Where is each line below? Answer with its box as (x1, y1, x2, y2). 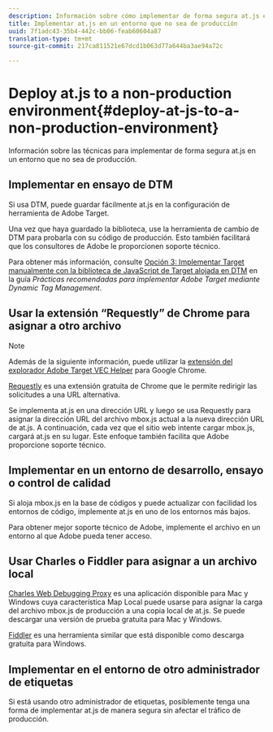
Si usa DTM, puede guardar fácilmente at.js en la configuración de (8, 199, 230, 209)
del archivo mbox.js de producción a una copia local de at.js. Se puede (8, 606, 245, 616)
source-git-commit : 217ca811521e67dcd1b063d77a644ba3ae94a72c (8, 42, 223, 50)
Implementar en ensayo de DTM (8, 178, 173, 192)
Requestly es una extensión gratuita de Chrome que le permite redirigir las (8, 381, 258, 390)
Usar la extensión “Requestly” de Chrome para (8, 307, 250, 320)
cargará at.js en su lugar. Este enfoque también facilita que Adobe (8, 431, 229, 441)
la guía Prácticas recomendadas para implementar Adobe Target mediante (8, 274, 260, 284)
